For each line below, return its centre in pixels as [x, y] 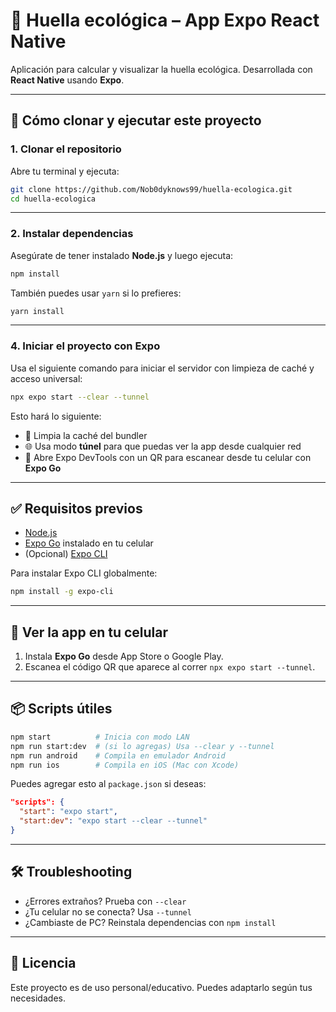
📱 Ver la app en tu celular [89, 632]
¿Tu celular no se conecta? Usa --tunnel [108, 911]
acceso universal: [46, 378]
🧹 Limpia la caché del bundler [86, 435]
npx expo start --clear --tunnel [80, 397]
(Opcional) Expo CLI [66, 554]
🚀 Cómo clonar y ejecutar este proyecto [136, 120]
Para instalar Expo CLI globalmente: [84, 573]
